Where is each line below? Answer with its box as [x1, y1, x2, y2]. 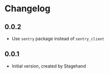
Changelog [4, 3, 51, 14]
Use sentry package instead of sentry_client [11, 36, 105, 41]
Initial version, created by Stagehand [11, 63, 86, 69]
